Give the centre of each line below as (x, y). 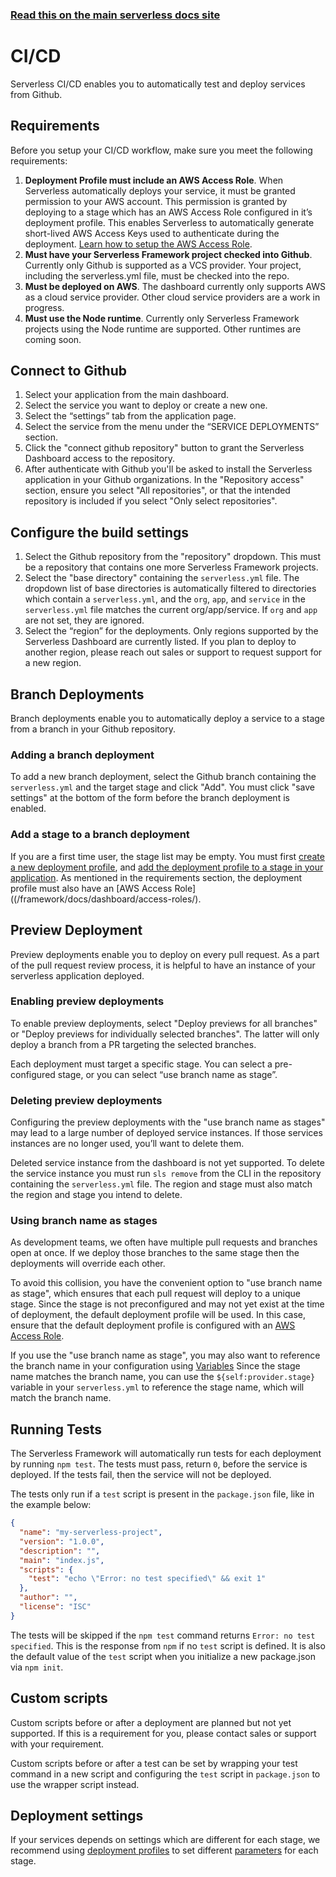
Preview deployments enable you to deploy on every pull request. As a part (165, 954)
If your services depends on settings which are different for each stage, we (165, 1840)
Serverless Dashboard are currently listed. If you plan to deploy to (160, 642)
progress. (44, 307)
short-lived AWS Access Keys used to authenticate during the (152, 233)
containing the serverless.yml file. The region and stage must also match (161, 1184)
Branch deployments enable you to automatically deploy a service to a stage (168, 719)
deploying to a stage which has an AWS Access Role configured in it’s (168, 212)
